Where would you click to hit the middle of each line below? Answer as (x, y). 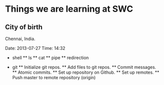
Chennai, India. (20, 39)
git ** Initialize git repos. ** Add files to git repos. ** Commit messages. (84, 67)
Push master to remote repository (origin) (54, 77)
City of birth (24, 27)
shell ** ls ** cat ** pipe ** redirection (50, 58)
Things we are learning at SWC (69, 9)
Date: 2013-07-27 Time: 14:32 (35, 48)
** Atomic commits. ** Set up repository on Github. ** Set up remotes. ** (86, 72)
